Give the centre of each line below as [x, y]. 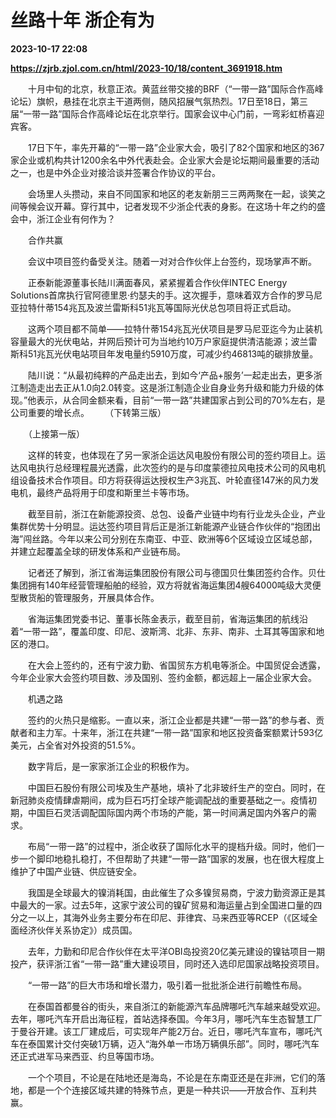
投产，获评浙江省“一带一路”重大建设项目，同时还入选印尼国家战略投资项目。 [167, 963]
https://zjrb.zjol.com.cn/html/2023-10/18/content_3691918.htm [146, 68]
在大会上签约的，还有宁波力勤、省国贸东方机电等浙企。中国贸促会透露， [176, 665]
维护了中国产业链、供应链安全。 [76, 871]
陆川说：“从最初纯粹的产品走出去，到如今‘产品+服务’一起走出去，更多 [170, 375]
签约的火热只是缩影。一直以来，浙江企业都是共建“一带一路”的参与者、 [172, 720]
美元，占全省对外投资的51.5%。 [75, 745]
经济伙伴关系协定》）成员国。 [78, 930]
